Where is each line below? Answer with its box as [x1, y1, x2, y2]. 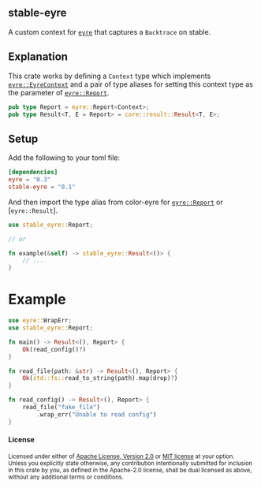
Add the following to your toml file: [8, 153, 121, 162]
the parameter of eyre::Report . [8, 88, 110, 97]
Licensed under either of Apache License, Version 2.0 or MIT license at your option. [8, 453, 235, 460]
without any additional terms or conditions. [8, 473, 124, 481]
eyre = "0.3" [8, 176, 51, 184]
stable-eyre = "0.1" [8, 183, 76, 191]
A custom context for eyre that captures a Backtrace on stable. [8, 27, 211, 36]
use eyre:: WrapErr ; [8, 317, 73, 325]
